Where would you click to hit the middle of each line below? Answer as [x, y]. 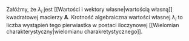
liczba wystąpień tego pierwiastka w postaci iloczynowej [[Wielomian [93, 25]
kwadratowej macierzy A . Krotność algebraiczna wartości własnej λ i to [94, 18]
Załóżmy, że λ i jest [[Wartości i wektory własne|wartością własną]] [89, 10]
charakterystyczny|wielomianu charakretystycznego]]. [75, 31]
